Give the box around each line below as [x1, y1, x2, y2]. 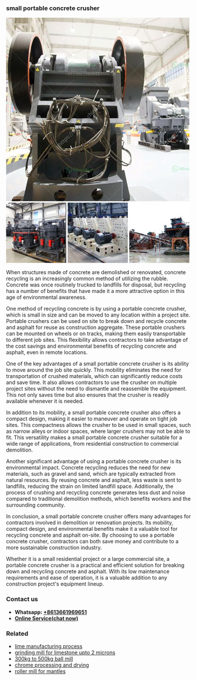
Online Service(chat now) [14, 615, 79, 622]
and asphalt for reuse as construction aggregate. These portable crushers [6, 324, 185, 331]
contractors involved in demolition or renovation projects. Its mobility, [6, 519, 174, 526]
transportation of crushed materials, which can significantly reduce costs [6, 373, 183, 380]
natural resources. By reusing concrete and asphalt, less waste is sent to [6, 477, 182, 484]
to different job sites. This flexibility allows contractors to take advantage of [6, 336, 188, 344]
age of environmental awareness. [6, 294, 87, 301]
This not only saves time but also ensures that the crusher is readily [6, 392, 169, 399]
